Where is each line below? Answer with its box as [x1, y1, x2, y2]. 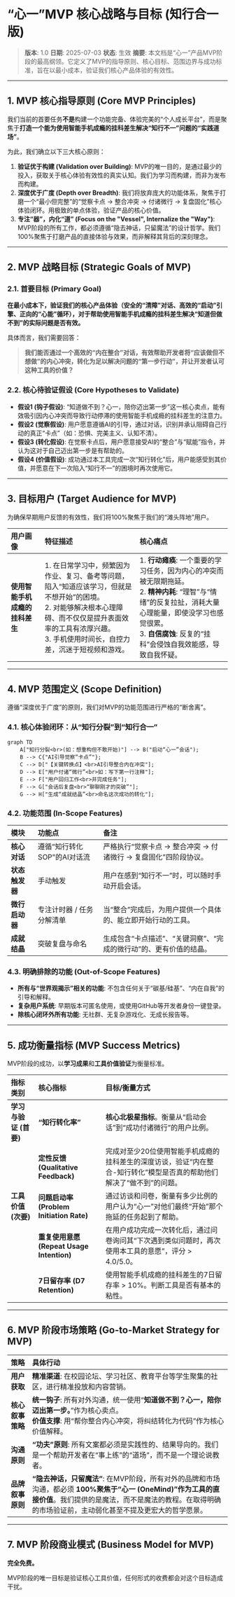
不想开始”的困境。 [44, 592, 104, 602]
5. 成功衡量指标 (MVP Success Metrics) [7, 1039, 180, 1051]
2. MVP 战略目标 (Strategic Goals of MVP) [7, 261, 191, 273]
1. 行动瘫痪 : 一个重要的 [139, 555, 215, 565]
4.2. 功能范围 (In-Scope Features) [7, 808, 123, 818]
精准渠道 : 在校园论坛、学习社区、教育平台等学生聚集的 [31, 1371, 211, 1381]
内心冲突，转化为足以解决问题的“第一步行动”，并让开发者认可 [46, 357, 225, 366]
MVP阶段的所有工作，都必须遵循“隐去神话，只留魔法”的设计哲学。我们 [17, 223, 221, 232]
